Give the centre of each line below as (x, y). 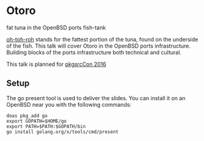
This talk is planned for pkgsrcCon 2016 (56, 64)
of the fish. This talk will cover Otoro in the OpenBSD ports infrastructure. (99, 46)
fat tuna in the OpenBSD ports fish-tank (56, 27)
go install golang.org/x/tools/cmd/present (63, 132)
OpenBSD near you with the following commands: (69, 104)
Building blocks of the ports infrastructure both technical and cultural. (94, 52)
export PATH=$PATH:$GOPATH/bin (46, 126)
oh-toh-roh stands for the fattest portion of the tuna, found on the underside (102, 39)
